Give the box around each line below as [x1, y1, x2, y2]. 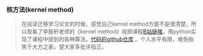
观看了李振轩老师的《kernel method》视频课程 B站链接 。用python [26, 28, 191, 35]
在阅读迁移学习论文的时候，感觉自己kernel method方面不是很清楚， [21, 20, 191, 28]
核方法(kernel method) [6, 5, 74, 13]
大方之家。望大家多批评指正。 [32, 43, 107, 51]
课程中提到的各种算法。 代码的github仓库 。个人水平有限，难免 [32, 35, 189, 43]
